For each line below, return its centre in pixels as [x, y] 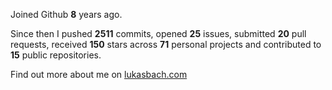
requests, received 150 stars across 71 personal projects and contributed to [166, 44]
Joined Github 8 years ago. [66, 14]
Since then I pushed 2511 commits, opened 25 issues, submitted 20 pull [158, 33]
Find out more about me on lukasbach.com [99, 74]
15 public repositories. [56, 55]
